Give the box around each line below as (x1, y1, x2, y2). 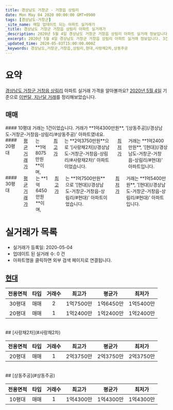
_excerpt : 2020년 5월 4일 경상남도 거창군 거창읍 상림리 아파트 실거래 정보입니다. (5, 36, 161, 42)
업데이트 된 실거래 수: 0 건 (12, 251, 65, 257)
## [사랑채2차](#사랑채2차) (5, 329, 61, 336)
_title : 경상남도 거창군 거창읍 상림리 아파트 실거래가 (5, 27, 106, 32)
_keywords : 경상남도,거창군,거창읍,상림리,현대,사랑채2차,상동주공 (5, 46, 128, 51)
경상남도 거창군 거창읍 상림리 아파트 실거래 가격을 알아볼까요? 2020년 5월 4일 (5, 87, 162, 94)
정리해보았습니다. (61, 94, 96, 100)
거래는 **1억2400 (128, 138, 164, 144)
